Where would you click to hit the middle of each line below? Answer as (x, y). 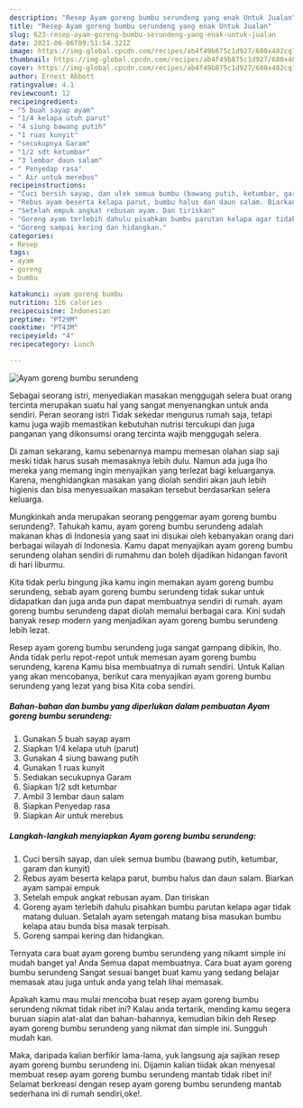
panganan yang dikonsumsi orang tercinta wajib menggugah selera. (135, 433)
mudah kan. (32, 1038)
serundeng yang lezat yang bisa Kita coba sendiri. (102, 686)
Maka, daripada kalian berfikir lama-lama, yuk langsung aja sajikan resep (145, 1055)
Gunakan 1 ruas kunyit (64, 767)
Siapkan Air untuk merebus (73, 815)
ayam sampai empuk (61, 887)
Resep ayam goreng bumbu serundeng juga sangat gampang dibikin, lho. (146, 647)
